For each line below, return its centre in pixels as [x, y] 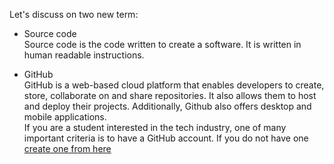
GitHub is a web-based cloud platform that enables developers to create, [174, 85]
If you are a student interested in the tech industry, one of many [155, 127]
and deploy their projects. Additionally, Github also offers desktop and [167, 106]
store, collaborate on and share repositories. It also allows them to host [170, 95]
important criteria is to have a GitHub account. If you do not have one [166, 138]
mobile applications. [65, 117]
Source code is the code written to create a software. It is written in [162, 44]
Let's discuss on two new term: [74, 14]
